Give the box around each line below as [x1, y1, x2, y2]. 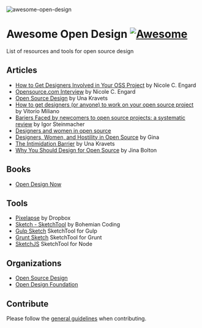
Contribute [6, 299, 49, 309]
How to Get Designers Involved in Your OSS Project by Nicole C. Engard [15, 81, 196, 89]
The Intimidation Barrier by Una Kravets [15, 140, 115, 147]
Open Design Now [15, 181, 62, 188]
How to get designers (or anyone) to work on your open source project [15, 101, 194, 108]
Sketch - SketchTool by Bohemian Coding [15, 221, 121, 228]
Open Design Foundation [15, 281, 78, 288]
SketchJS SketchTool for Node [15, 240, 93, 248]
